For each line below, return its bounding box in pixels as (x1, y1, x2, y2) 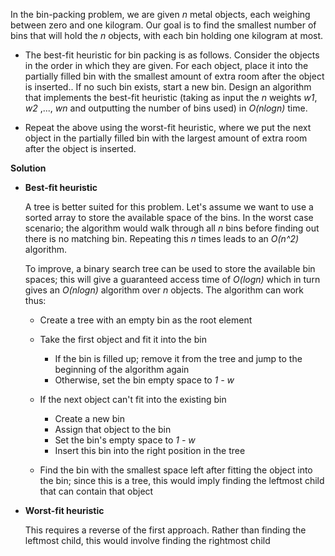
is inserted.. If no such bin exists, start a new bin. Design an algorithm (24, 81, 312, 93)
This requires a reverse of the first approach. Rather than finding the (24, 524, 307, 536)
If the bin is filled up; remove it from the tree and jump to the (54, 353, 303, 364)
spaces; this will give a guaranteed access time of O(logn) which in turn (24, 274, 321, 285)
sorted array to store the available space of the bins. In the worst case (24, 212, 314, 223)
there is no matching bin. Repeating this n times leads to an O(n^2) (24, 233, 300, 244)
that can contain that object (39, 485, 154, 497)
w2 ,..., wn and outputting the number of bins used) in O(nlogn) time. (24, 102, 308, 114)
